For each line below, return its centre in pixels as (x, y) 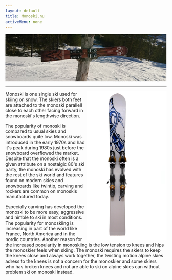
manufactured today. (27, 197)
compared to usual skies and (36, 131)
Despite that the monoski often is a (42, 158)
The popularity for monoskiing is (40, 223)
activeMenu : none (24, 22)
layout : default (23, 11)
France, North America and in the (40, 234)
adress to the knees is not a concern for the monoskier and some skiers (81, 261)
